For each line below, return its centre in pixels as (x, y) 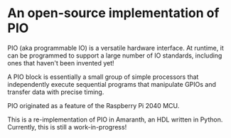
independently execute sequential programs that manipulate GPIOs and (112, 84)
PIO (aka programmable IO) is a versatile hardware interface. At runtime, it (116, 48)
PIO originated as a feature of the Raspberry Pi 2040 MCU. (93, 105)
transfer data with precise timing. (56, 92)
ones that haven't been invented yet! (61, 63)
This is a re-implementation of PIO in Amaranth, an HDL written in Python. (115, 120)
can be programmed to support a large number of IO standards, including (115, 55)
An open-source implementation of (113, 13)
